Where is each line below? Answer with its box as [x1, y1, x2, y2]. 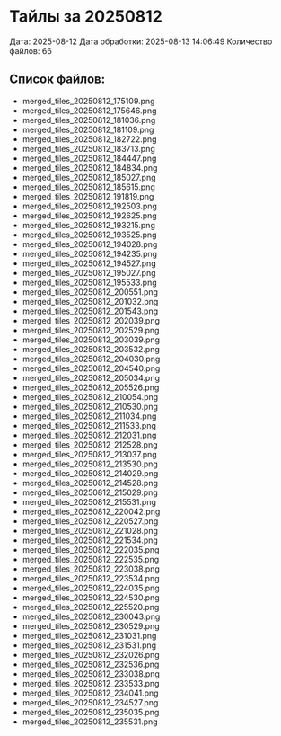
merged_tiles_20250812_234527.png [22, 696, 159, 707]
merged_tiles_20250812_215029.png [22, 487, 159, 498]
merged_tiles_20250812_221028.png [22, 525, 159, 536]
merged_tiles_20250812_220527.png [22, 515, 159, 527]
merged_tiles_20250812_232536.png [22, 659, 160, 669]
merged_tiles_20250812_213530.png [22, 458, 159, 469]
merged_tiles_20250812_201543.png [22, 306, 159, 316]
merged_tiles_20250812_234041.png [22, 687, 159, 698]
